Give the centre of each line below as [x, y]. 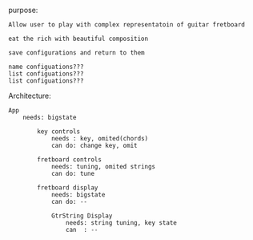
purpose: [23, 10]
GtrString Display [82, 216]
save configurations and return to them [77, 53]
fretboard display [68, 188]
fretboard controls [70, 160]
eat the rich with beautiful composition [78, 39]
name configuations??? [46, 67]
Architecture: [30, 96]
